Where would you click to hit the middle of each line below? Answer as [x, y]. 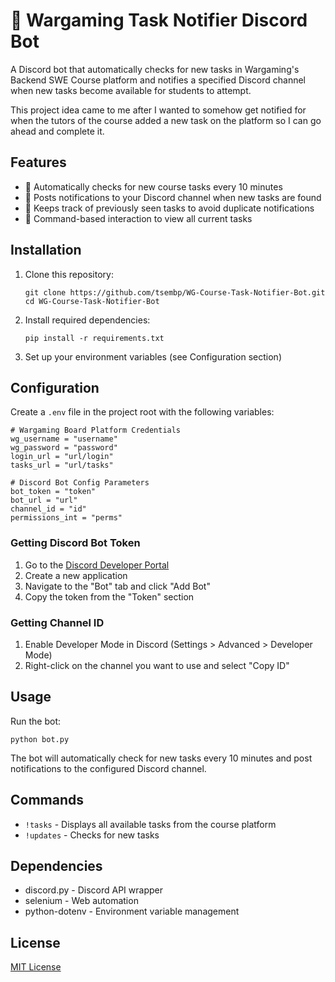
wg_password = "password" [64, 448]
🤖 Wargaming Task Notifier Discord [159, 20]
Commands [47, 800]
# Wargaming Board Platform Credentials [96, 430]
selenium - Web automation [81, 901]
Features [38, 162]
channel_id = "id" [48, 509]
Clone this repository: [69, 274]
